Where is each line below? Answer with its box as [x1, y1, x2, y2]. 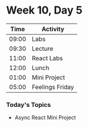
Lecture [31, 44, 54, 53]
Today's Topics [6, 100, 51, 109]
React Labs [31, 54, 63, 62]
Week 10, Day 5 [6, 4, 83, 17]
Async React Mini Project [14, 114, 76, 121]
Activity [41, 25, 65, 33]
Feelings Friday [31, 83, 74, 91]
